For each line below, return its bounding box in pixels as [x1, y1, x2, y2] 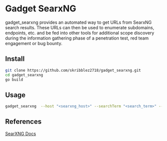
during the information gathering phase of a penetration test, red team [5, 35, 149, 41]
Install [5, 55, 25, 63]
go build [5, 77, 23, 82]
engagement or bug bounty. [5, 40, 63, 46]
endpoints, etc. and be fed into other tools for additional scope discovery [5, 30, 155, 36]
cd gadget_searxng [5, 72, 43, 77]
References [5, 117, 42, 126]
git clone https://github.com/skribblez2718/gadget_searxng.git [5, 68, 141, 73]
